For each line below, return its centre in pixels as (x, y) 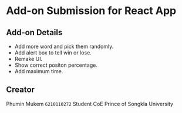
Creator (21, 90)
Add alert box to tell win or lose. (53, 53)
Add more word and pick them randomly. (64, 46)
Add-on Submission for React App (91, 11)
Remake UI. (28, 59)
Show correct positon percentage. (56, 65)
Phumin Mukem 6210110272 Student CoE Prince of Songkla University (90, 104)
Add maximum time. (39, 71)
